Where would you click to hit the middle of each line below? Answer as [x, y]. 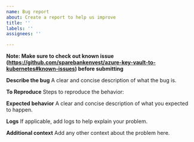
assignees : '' [24, 34]
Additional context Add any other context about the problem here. [88, 133]
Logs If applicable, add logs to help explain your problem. [77, 121]
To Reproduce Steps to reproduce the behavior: [65, 92]
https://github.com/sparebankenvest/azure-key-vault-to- [82, 63]
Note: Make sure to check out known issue [60, 56]
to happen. [19, 110]
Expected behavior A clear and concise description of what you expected [97, 104]
